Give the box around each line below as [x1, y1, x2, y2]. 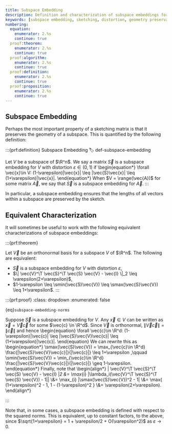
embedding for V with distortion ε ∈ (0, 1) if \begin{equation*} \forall [5, 164, 149, 171]
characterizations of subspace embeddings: [5, 230, 99, 236]
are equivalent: [5, 255, 37, 261]
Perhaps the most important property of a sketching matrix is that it [5, 126, 147, 132]
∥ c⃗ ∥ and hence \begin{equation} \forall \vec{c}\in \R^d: [5, 327, 123, 334]
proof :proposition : [10, 84, 52, 89]
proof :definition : [10, 70, 50, 75]
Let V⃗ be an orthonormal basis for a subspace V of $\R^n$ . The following [5, 250, 162, 256]
